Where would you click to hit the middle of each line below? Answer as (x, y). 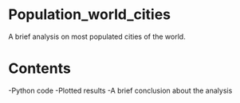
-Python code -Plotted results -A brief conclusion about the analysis (120, 90)
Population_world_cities (90, 15)
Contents (40, 69)
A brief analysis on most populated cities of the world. (97, 36)
